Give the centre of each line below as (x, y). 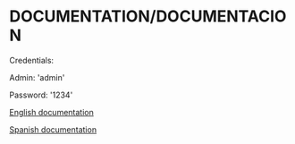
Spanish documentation (53, 129)
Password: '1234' (41, 95)
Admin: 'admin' (37, 77)
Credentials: (32, 60)
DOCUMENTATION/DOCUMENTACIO (148, 17)
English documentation (51, 112)
